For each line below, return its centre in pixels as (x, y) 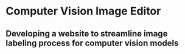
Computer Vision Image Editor (83, 11)
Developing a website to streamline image (87, 34)
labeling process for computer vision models (92, 43)
